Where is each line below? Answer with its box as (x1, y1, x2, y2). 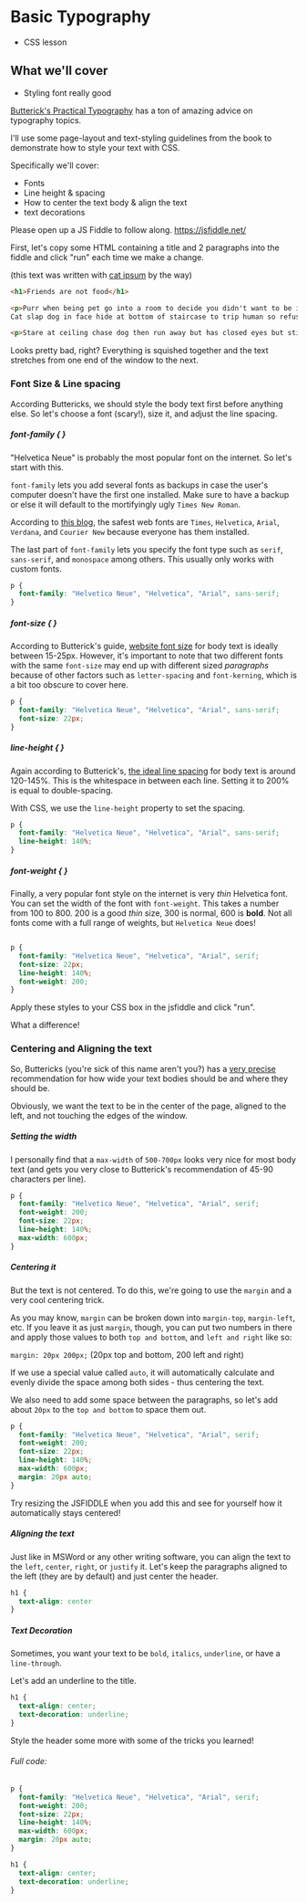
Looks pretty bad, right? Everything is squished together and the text (10, 345, 269, 356)
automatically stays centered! (10, 1507, 121, 1518)
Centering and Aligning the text (10, 1043, 153, 1056)
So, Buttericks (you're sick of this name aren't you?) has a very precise (10, 1063, 277, 1074)
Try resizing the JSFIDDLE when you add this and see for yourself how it (10, 1498, 282, 1509)
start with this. (10, 461, 65, 472)
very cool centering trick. (10, 1294, 105, 1305)
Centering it (10, 1262, 56, 1273)
